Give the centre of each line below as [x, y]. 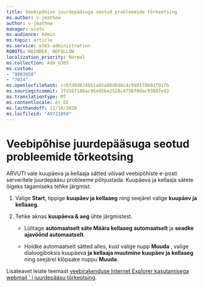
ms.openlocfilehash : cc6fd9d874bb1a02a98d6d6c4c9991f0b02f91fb [88, 86]
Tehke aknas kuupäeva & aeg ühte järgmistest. [74, 216]
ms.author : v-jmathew [34, 18]
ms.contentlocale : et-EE [38, 102]
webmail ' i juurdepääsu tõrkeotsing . [52, 278]
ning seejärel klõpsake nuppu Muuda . [71, 260]
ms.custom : [20, 68]
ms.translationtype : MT [36, 97]
